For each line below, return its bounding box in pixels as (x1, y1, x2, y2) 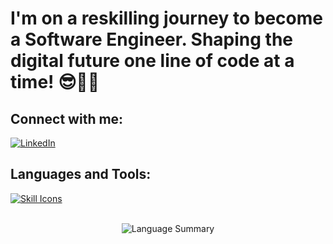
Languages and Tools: (10, 166, 152, 183)
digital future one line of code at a (10, 50, 295, 72)
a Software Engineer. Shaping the (10, 28, 293, 51)
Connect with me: (10, 110, 124, 127)
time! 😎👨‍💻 (10, 71, 100, 94)
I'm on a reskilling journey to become (10, 7, 323, 30)
